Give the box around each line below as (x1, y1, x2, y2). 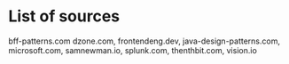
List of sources (8, 6, 121, 27)
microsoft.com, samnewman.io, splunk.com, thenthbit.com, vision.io (8, 44, 258, 55)
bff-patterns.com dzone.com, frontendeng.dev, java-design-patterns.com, (8, 36, 281, 46)
